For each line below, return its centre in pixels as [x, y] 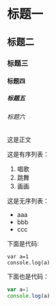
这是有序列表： [28, 154]
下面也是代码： [28, 276]
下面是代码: [23, 243]
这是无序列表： [28, 200]
